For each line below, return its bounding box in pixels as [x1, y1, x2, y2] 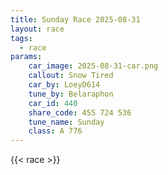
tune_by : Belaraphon [28, 89, 114, 99]
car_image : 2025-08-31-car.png [28, 61, 159, 71]
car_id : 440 [28, 98, 78, 108]
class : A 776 [28, 126, 83, 136]
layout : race [10, 24, 65, 34]
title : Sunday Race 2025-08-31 [10, 14, 141, 25]
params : [10, 52, 43, 62]
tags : [10, 33, 33, 43]
